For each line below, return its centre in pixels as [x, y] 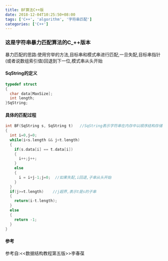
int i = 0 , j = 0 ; [23, 136]
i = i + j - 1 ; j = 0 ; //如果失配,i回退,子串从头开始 [65, 177]
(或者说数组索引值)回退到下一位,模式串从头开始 [54, 60]
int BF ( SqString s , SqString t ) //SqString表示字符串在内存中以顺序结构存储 [84, 126]
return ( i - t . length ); [36, 201]
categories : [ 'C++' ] [27, 24]
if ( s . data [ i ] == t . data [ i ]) [44, 149]
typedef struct [21, 84]
